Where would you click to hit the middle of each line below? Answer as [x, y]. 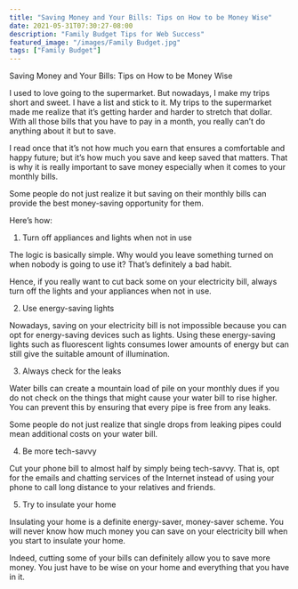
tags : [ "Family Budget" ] [55, 51]
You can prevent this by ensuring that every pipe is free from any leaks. [140, 407]
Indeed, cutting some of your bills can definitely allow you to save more [140, 558]
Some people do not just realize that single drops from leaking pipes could [145, 424]
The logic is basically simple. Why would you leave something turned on [141, 255]
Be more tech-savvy [59, 451]
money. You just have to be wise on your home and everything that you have [149, 568]
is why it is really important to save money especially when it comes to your [148, 167]
